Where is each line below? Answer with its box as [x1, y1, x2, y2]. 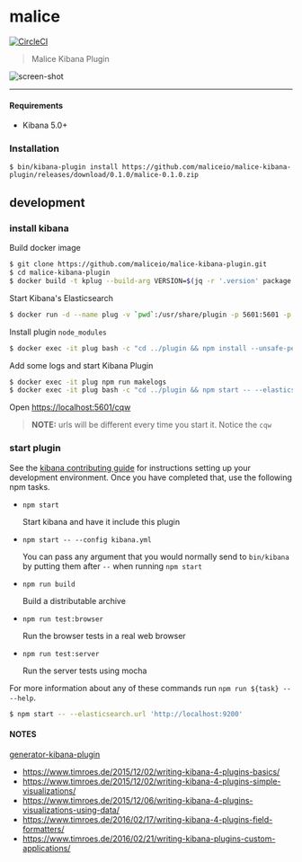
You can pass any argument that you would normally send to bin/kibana [22, 551, 289, 562]
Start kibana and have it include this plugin [22, 516, 181, 527]
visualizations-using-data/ [22, 804, 120, 815]
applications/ [22, 842, 71, 853]
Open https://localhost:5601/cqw [9, 402, 131, 413]
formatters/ [22, 823, 65, 834]
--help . [9, 692, 36, 703]
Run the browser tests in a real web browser [22, 630, 186, 641]
